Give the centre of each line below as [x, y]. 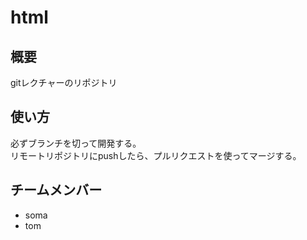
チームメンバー [56, 190]
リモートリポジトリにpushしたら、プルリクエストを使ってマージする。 [156, 155]
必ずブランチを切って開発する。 [76, 143]
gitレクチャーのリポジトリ [64, 82]
